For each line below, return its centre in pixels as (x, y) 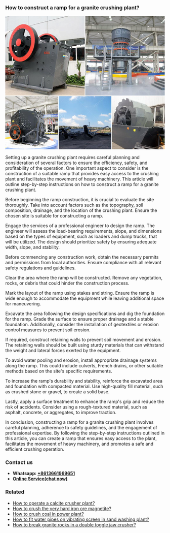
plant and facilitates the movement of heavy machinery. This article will (79, 179)
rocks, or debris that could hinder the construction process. (67, 283)
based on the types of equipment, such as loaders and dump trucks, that (81, 236)
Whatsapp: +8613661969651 (44, 474)
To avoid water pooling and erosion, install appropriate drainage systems (81, 360)
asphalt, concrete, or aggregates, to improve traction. (61, 412)
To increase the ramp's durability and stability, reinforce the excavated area (84, 381)
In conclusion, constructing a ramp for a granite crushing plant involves (79, 422)
